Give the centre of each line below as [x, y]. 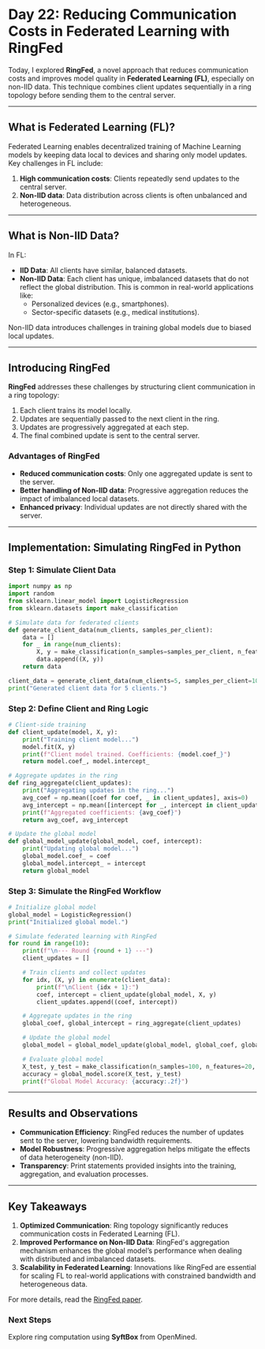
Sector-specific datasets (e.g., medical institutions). [115, 312]
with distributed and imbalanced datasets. [88, 1259]
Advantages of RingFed [54, 456]
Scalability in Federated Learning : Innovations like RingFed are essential [138, 1268]
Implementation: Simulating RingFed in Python [125, 547]
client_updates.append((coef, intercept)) [107, 1002]
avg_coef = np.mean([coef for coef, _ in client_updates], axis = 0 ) [135, 798]
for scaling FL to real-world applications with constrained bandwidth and [138, 1276]
